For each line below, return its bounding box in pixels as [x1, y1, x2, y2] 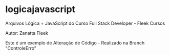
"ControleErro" [5, 45, 37, 51]
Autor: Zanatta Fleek [5, 30, 49, 36]
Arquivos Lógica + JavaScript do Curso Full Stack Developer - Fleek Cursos [5, 20, 165, 26]
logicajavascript [5, 4, 76, 15]
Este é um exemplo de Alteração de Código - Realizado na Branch [5, 39, 145, 46]
